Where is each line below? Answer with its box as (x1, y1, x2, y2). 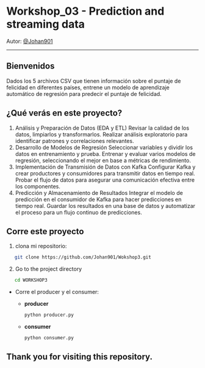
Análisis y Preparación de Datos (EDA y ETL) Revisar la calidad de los (15, 124, 190, 131)
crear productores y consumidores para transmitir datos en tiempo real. (15, 169, 195, 177)
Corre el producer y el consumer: (15, 289, 99, 296)
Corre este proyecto (6, 226, 84, 237)
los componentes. (15, 182, 61, 190)
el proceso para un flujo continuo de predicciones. (15, 208, 142, 216)
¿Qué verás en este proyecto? (6, 108, 123, 119)
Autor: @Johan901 (6, 37, 53, 45)
